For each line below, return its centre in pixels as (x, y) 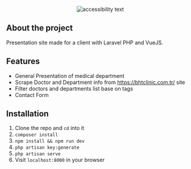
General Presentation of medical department (70, 76)
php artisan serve (38, 154)
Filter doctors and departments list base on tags (74, 88)
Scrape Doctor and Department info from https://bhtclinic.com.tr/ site (100, 82)
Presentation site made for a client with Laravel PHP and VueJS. (85, 43)
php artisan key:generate (47, 148)
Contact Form (32, 95)
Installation (27, 114)
